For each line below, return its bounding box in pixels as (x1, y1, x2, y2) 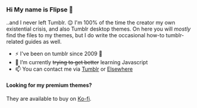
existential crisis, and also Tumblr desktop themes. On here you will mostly (6, 25, 191, 32)
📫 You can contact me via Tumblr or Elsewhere (14, 65, 133, 73)
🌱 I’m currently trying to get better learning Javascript (14, 59, 148, 66)
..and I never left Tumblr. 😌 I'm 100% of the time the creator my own (6, 19, 175, 26)
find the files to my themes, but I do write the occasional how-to (6, 32, 165, 39)
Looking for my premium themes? (6, 81, 92, 89)
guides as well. (25, 38, 62, 46)
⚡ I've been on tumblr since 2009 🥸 (14, 50, 103, 58)
